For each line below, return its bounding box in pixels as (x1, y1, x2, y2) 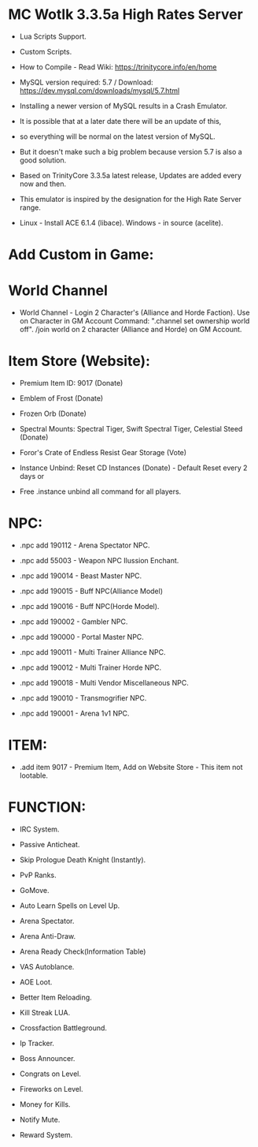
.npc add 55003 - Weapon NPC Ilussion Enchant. (19, 555, 179, 565)
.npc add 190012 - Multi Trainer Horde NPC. (19, 663, 162, 672)
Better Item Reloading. (19, 992, 92, 1002)
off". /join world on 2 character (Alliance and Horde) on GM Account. (19, 325, 242, 334)
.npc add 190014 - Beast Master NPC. (19, 570, 142, 581)
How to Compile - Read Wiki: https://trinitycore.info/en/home (19, 62, 218, 72)
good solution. (19, 155, 67, 165)
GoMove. (19, 885, 50, 895)
